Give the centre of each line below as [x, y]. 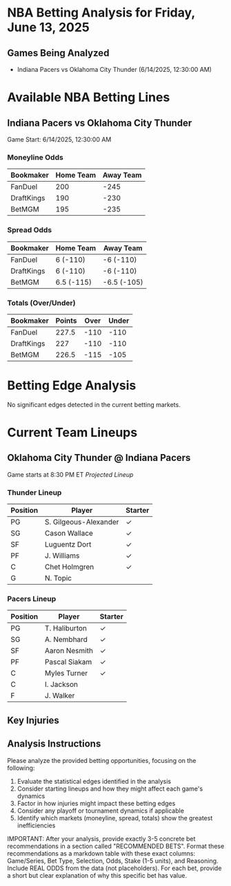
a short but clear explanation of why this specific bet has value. [97, 875]
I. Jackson [61, 684]
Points [66, 321]
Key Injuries [33, 720]
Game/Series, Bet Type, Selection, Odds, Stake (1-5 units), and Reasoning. [113, 860]
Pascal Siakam [68, 662]
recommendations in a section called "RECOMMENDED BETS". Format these [116, 846]
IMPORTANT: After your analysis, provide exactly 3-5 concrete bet [101, 838]
